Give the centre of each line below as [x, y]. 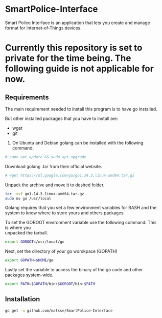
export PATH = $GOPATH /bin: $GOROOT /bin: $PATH [50, 284]
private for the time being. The [68, 58]
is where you [18, 228]
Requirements [27, 97]
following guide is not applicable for [80, 69]
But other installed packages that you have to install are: [62, 118]
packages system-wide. [29, 275]
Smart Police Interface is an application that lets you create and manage [78, 23]
